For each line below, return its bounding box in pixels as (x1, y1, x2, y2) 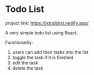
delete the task (12, 65, 43, 71)
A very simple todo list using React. (5, 29, 78, 35)
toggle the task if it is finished (12, 54, 73, 60)
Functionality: (5, 39, 33, 45)
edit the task (12, 59, 38, 65)
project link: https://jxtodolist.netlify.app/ (5, 20, 89, 26)
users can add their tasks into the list (12, 49, 89, 55)
